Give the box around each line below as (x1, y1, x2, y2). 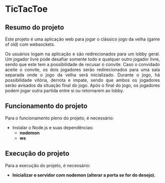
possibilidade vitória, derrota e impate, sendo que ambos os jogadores (5, 77, 160, 83)
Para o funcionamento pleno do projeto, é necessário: (5, 115, 114, 121)
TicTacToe (5, 3, 48, 15)
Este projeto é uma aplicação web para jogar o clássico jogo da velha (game (5, 36, 160, 42)
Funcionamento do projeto (5, 102, 87, 110)
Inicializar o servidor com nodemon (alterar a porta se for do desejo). (12, 172, 156, 178)
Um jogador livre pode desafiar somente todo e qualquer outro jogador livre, (5, 56, 160, 62)
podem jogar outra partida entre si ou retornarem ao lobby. (5, 88, 124, 93)
